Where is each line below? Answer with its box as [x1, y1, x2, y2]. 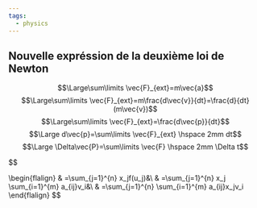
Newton [8, 61, 49, 75]
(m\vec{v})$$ [113, 104, 158, 114]
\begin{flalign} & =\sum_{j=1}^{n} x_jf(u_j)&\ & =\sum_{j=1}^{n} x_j [8, 173, 226, 183]
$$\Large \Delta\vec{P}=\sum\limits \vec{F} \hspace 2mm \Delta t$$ [22, 142, 249, 152]
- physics [15, 19, 48, 27]
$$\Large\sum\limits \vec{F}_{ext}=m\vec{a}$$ [57, 83, 213, 93]
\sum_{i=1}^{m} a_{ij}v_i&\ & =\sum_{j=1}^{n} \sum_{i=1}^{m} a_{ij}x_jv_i [8, 182, 244, 192]
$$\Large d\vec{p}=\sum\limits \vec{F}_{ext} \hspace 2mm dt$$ [29, 130, 242, 139]
